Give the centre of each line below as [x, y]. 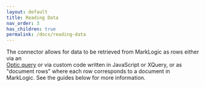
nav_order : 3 [23, 23]
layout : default [27, 12]
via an [14, 58]
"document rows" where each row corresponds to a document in [88, 71]
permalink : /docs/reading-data [46, 35]
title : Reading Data [33, 18]
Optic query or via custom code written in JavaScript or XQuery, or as [94, 65]
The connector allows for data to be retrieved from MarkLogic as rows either [103, 52]
